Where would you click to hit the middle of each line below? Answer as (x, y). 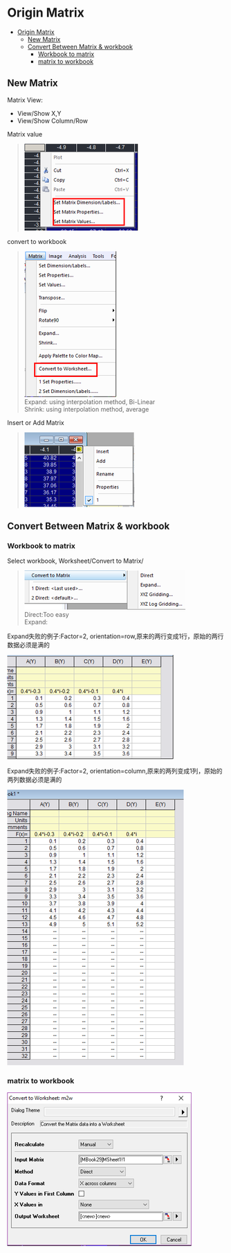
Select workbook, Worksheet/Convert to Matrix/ (75, 561)
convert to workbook (37, 241)
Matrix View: (25, 100)
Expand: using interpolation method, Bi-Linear (90, 402)
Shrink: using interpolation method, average (86, 409)
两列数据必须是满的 (35, 780)
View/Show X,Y (39, 113)
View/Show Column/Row (53, 121)
